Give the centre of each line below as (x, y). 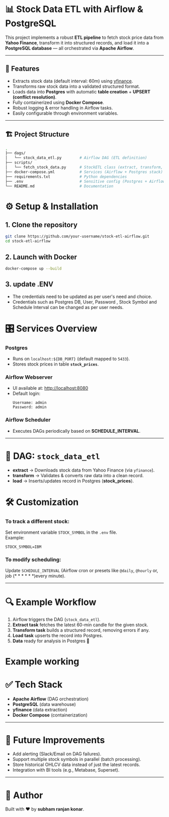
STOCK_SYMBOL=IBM (23, 547)
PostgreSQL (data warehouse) (44, 704)
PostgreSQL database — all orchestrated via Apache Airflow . (70, 48)
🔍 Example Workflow (51, 602)
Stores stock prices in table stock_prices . (56, 364)
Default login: (26, 393)
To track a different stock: (37, 521)
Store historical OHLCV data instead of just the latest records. (76, 764)
